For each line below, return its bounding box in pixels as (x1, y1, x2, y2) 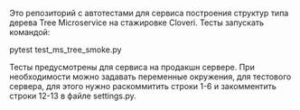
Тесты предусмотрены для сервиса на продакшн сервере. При (9, 62, 255, 72)
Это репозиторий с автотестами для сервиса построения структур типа (9, 8, 289, 18)
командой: (9, 27, 51, 37)
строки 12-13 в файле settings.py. (9, 90, 137, 101)
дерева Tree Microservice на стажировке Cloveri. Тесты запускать (9, 17, 265, 28)
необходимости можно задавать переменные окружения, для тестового (9, 71, 292, 82)
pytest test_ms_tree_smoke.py (9, 44, 122, 55)
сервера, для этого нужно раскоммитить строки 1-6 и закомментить (9, 81, 277, 91)
